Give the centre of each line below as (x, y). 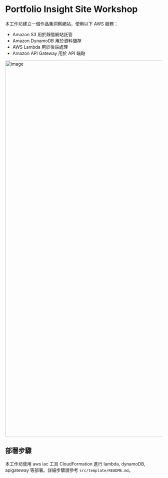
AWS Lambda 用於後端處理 (40, 47)
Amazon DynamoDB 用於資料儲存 (47, 41)
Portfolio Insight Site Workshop (71, 9)
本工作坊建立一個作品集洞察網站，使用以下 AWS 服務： (62, 24)
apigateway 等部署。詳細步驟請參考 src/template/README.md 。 (69, 470)
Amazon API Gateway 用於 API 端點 (49, 53)
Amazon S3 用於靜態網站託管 (42, 34)
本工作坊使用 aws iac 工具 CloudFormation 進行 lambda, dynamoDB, (75, 464)
